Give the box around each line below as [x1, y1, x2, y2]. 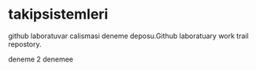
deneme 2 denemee [8, 54, 73, 64]
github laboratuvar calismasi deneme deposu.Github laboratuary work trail [8, 31, 250, 40]
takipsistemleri [8, 5, 109, 23]
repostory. [8, 39, 42, 48]
